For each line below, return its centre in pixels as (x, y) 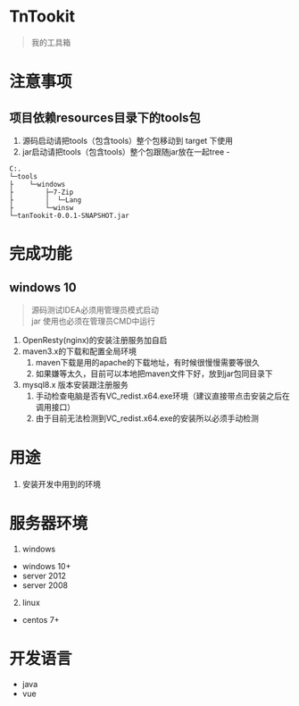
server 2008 (45, 585)
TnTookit (42, 17)
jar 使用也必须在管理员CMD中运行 (93, 321)
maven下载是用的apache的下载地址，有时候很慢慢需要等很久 (148, 362)
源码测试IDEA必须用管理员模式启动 (95, 309)
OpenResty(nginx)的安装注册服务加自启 (95, 340)
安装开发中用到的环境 (61, 483)
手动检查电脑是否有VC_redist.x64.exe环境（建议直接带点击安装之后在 (162, 396)
